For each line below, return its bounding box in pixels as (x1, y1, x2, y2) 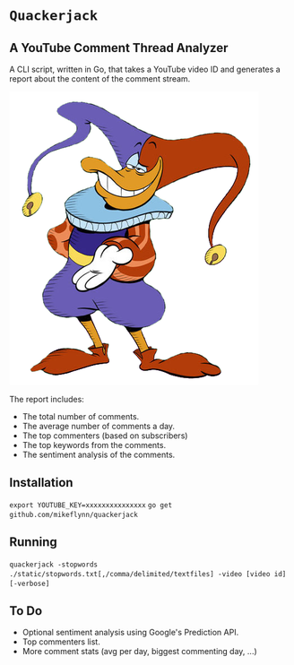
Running (9, 534, 58, 550)
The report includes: (9, 394, 85, 404)
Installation (9, 475, 73, 490)
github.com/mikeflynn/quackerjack (9, 510, 139, 519)
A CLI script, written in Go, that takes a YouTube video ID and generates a (9, 64, 281, 74)
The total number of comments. (22, 411, 140, 421)
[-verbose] (9, 579, 50, 588)
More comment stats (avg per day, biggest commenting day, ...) (22, 646, 257, 657)
